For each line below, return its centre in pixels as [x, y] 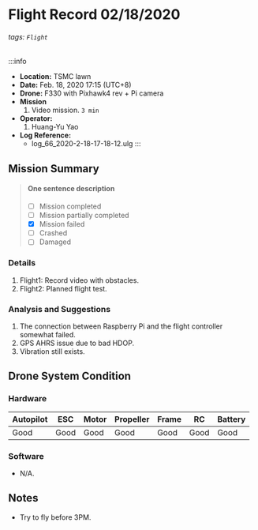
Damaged [55, 242]
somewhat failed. [48, 334]
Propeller [132, 419]
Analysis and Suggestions [60, 309]
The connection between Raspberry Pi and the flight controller [121, 326]
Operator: [36, 118]
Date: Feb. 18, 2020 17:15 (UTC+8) [75, 85]
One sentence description [71, 189]
